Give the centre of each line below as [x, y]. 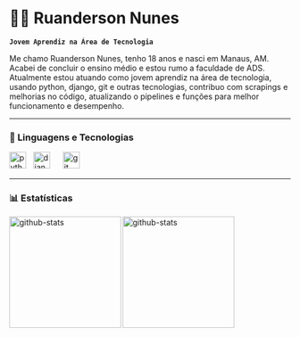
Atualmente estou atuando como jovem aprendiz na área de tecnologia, [141, 77]
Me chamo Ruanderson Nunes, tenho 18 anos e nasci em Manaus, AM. [139, 58]
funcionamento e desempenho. [67, 105]
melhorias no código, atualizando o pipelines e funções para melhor [134, 96]
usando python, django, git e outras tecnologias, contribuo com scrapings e [149, 86]
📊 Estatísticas [41, 198]
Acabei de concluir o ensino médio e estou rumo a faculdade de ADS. [137, 68]
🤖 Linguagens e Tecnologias [71, 137]
